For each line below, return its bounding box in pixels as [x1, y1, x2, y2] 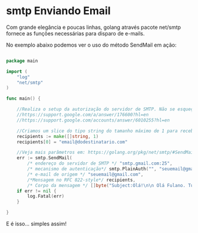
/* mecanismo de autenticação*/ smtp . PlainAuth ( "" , [27, 166, 157, 172]
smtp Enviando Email [6, 4, 111, 18]
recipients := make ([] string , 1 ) [16, 133, 99, 139]
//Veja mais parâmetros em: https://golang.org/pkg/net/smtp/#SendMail [16, 149, 196, 156]
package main [6, 58, 38, 64]
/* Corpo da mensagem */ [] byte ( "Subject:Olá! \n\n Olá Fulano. [27, 182, 186, 188]
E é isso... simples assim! [6, 220, 67, 228]
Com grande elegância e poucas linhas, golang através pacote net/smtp [6, 24, 181, 31]
